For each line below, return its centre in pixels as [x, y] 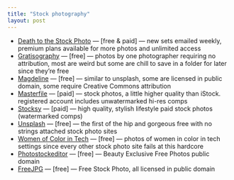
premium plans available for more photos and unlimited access [109, 48]
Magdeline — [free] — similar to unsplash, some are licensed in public [120, 78]
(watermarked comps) [50, 116]
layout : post [27, 21]
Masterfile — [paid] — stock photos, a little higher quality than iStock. [119, 94]
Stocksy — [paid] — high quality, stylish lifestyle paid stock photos [115, 108]
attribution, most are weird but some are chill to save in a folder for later [122, 63]
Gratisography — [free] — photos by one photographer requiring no [117, 56]
